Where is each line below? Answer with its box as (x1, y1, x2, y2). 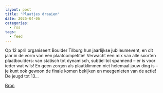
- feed (9, 34, 23, 39)
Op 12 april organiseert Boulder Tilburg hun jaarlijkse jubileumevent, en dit (5, 47, 153, 53)
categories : (5, 20, 29, 26)
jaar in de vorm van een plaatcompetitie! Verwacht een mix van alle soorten (5, 52, 156, 58)
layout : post (5, 7, 32, 12)
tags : (5, 30, 16, 34)
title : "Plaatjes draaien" (5, 12, 60, 16)
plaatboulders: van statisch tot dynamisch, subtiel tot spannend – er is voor (5, 58, 156, 63)
